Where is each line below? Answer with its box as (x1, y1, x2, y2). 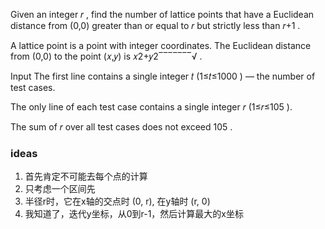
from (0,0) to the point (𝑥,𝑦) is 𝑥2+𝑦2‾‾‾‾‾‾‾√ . (10, 50, 203, 62)
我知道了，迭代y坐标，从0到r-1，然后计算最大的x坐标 (24, 208, 244, 220)
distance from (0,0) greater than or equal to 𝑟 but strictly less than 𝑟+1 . (10, 20, 301, 31)
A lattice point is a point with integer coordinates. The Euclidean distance (10, 40, 312, 51)
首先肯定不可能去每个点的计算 (24, 170, 148, 183)
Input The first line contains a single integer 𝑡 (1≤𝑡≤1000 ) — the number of (10, 70, 316, 82)
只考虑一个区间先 (24, 183, 96, 195)
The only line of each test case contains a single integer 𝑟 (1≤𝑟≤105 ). (10, 101, 293, 113)
